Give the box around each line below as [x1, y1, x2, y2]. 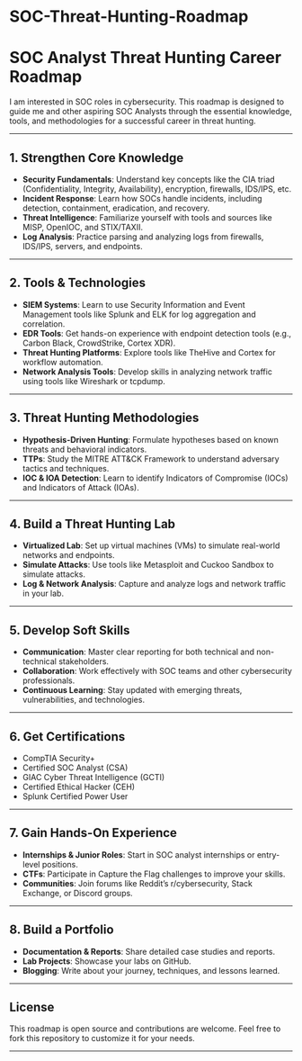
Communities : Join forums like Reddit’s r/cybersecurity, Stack [22, 877, 253, 888]
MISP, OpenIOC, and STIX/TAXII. [22, 221, 144, 232]
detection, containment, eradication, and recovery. [22, 202, 210, 213]
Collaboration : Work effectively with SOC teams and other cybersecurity [22, 666, 292, 677]
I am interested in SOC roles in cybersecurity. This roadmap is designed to [9, 96, 285, 107]
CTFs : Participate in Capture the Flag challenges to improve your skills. [22, 868, 286, 879]
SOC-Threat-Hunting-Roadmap [9, 6, 249, 27]
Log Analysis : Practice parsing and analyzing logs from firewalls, [22, 231, 264, 242]
